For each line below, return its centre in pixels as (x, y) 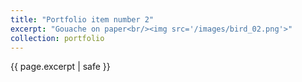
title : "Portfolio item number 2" (82, 19)
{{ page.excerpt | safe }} (60, 67)
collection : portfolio (57, 38)
